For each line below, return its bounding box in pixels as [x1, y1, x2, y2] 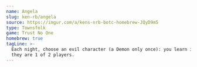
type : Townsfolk [6, 24, 46, 31]
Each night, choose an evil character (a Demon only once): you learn [11, 47, 188, 52]
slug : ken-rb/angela [6, 14, 57, 20]
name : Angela [6, 8, 38, 15]
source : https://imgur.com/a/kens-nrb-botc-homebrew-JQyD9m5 [6, 19, 159, 25]
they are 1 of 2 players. [11, 52, 75, 58]
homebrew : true [6, 36, 43, 41]
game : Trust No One [6, 30, 54, 36]
